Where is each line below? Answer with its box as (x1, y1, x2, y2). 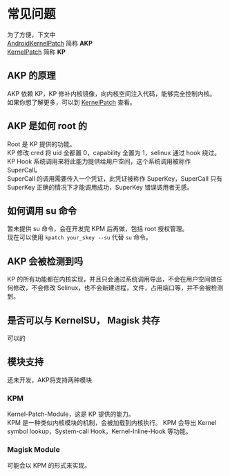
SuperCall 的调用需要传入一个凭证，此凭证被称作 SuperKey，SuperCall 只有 (7, 174, 223, 183)
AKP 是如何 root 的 (7, 120, 88, 132)
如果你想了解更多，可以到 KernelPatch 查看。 (7, 98, 136, 106)
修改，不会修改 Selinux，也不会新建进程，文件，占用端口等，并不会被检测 (12, 284, 224, 292)
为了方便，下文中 (7, 30, 56, 39)
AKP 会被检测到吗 (7, 255, 84, 267)
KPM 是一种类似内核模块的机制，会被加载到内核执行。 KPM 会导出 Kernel (7, 419, 217, 427)
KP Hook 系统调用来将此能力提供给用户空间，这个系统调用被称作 (7, 157, 191, 166)
